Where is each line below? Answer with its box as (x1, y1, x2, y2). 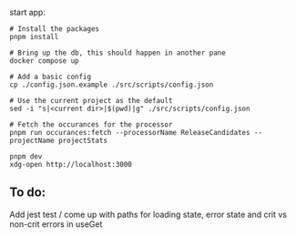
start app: (9, 7, 46, 17)
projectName (9, 136, 55, 145)
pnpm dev (9, 152, 43, 161)
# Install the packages (9, 25, 100, 34)
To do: (9, 185, 46, 201)
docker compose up (9, 57, 79, 66)
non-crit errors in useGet (9, 218, 103, 230)
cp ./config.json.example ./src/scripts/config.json (9, 80, 214, 89)
